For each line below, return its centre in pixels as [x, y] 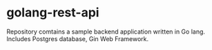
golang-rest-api [53, 13]
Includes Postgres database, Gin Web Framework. [78, 38]
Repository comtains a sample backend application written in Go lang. [106, 32]
